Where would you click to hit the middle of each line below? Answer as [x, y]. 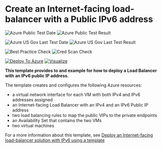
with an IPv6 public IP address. [37, 75]
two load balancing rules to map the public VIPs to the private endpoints [85, 115]
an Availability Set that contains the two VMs [57, 120]
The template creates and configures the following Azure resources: [74, 85]
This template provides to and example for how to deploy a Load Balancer [81, 70]
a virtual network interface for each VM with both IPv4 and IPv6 [76, 94]
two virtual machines [33, 126]
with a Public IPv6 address [98, 19]
